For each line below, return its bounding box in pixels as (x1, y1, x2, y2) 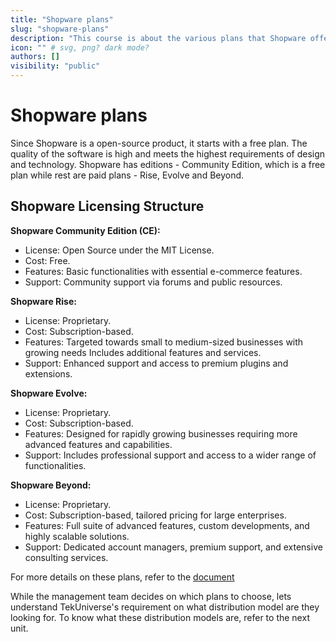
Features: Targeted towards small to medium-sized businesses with (24, 336, 304, 348)
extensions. (24, 367, 73, 380)
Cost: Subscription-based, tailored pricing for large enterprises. (24, 509, 287, 521)
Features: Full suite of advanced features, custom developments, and (24, 519, 310, 531)
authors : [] (10, 52, 60, 62)
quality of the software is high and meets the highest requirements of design (10, 147, 326, 160)
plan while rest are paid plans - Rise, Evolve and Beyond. (10, 169, 245, 181)
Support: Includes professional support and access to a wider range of (24, 449, 317, 461)
